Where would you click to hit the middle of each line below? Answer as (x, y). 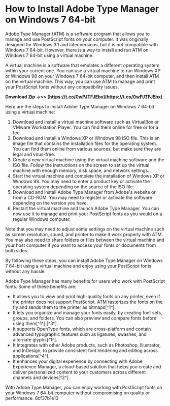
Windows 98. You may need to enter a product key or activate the (81, 181)
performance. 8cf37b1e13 (32, 398)
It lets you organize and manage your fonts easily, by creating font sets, (87, 312)
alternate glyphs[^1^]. (35, 339)
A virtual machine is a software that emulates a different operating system (82, 65)
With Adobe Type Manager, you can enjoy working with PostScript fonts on (84, 387)
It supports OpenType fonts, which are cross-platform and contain (82, 329)
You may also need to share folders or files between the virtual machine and (85, 240)
